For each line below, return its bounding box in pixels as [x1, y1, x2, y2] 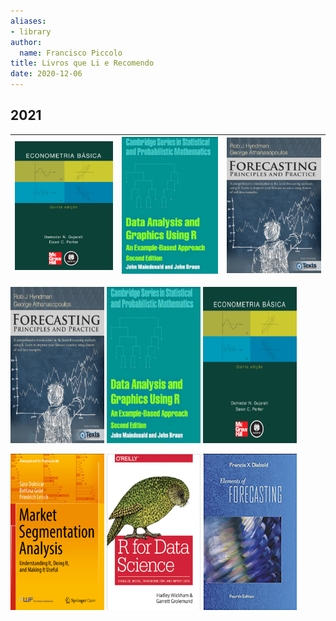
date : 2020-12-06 [10, 69, 83, 79]
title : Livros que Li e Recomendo [10, 58, 155, 69]
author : [10, 37, 43, 47]
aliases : [10, 16, 47, 26]
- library [10, 26, 52, 37]
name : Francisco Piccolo [19, 48, 123, 58]
